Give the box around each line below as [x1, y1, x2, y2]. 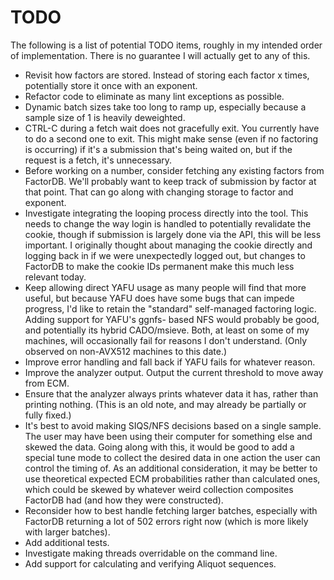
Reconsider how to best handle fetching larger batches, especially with [24, 504, 318, 516]
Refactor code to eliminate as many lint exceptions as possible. [24, 90, 285, 102]
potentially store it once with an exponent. [24, 79, 198, 91]
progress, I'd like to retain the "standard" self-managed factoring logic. [24, 302, 317, 315]
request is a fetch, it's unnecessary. [24, 154, 173, 166]
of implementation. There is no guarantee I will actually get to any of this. [10, 49, 311, 61]
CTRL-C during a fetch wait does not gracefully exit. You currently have [24, 122, 320, 134]
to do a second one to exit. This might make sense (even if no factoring [24, 132, 319, 145]
